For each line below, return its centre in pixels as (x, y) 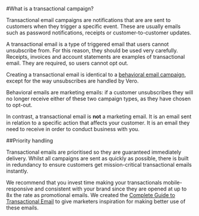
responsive (20, 189)
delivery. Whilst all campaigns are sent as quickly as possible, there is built (97, 158)
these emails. (23, 208)
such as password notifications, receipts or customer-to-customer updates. (99, 33)
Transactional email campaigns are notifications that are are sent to (89, 20)
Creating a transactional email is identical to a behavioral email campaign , (96, 74)
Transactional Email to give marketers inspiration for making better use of (96, 201)
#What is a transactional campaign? (50, 9)
